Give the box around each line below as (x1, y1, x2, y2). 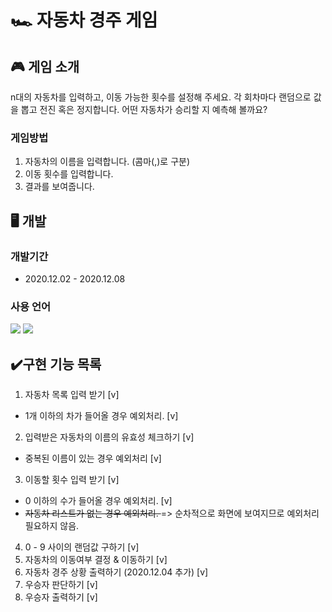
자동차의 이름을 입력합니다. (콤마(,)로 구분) (24, 156, 190, 168)
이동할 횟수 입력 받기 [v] (24, 474, 120, 486)
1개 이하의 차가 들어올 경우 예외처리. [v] (24, 410, 179, 422)
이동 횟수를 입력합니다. (24, 168, 114, 180)
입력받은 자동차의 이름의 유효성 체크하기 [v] (24, 431, 195, 443)
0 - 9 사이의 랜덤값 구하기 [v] (24, 541, 140, 553)
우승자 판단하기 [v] (24, 579, 98, 591)
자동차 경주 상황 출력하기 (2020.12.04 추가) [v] (24, 566, 209, 578)
